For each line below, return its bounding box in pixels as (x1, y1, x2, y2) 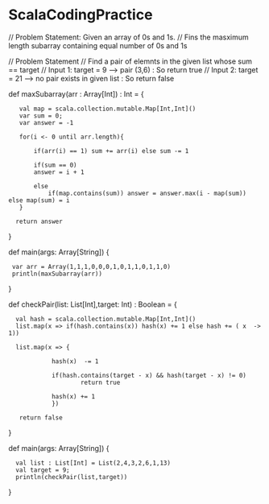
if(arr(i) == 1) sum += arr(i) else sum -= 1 (33, 147, 189, 155)
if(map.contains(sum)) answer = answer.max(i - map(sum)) (48, 189, 247, 197)
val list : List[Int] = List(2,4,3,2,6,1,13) (15, 459, 172, 467)
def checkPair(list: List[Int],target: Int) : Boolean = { (8, 300, 177, 309)
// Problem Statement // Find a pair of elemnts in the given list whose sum (8, 56, 252, 66)
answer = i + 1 (33, 167, 85, 176)
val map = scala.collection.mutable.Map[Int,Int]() (19, 105, 197, 113)
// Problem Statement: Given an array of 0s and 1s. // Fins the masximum (8, 32, 249, 42)
